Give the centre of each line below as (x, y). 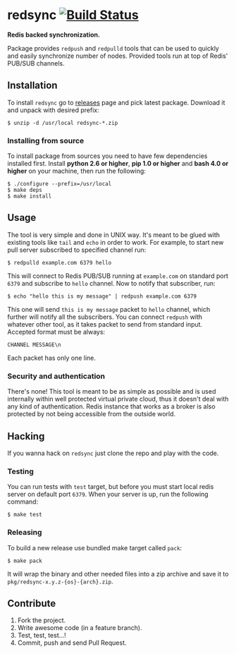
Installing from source (46, 140)
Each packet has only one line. (52, 358)
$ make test (25, 515)
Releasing (25, 533)
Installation (32, 86)
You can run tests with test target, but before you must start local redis (111, 487)
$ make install (30, 196)
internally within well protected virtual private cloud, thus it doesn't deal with (118, 399)
